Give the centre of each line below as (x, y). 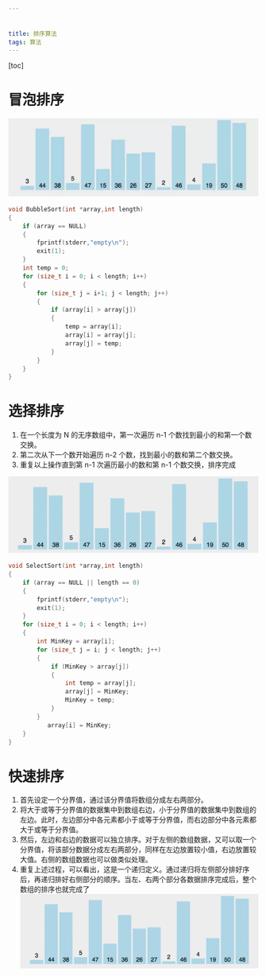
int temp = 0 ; (46, 268)
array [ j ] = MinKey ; (97, 692)
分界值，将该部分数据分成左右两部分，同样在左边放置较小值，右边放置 (135, 850)
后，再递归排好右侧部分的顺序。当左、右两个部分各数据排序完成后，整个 (138, 880)
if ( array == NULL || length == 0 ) (81, 582)
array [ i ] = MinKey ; (79, 725)
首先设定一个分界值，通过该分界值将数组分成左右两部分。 (114, 800)
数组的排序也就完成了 (54, 889)
